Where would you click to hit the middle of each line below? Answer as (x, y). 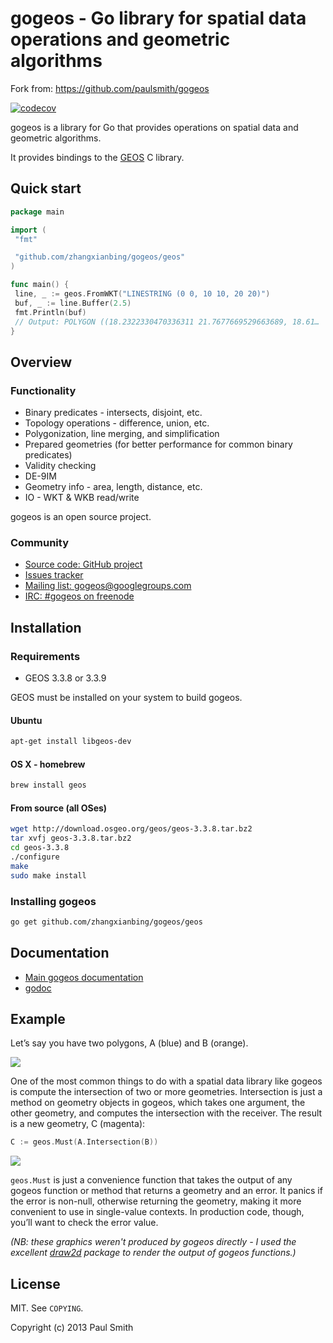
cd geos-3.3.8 (40, 848)
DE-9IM (40, 476)
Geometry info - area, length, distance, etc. (113, 487)
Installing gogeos (53, 901)
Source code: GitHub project (83, 564)
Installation (46, 627)
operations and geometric (120, 39)
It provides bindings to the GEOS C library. (97, 157)
